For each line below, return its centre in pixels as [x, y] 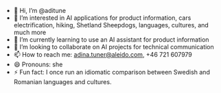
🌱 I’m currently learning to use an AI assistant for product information [111, 40]
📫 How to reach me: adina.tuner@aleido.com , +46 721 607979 [103, 54]
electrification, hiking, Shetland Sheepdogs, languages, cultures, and [111, 25]
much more [30, 32]
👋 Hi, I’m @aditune [40, 11]
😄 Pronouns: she [38, 64]
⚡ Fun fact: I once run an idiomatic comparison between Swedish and [112, 72]
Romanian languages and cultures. [62, 82]
